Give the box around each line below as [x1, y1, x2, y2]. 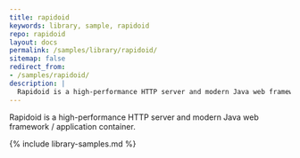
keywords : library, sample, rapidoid [9, 21, 150, 30]
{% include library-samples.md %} [9, 138, 137, 149]
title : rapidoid [9, 12, 70, 22]
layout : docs [9, 37, 58, 47]
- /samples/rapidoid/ [9, 71, 90, 80]
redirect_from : [9, 63, 66, 72]
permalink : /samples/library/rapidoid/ [9, 46, 158, 55]
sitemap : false [9, 54, 66, 63]
